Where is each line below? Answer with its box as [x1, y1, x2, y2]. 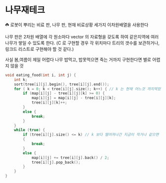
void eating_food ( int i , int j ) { [5, 73, 77, 77]
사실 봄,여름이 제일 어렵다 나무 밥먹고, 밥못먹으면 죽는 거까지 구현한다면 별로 [5, 56, 152, 62]
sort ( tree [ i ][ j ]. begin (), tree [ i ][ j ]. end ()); [14, 82, 110, 87]
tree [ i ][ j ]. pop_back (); [31, 160, 81, 165]
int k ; [14, 77, 28, 82]
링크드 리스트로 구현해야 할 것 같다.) [5, 46, 74, 52]
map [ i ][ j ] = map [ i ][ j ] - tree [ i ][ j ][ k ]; [31, 96, 116, 101]
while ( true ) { [14, 128, 45, 133]
